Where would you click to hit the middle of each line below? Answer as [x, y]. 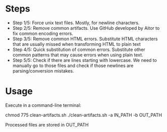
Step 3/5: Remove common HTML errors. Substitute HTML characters [85, 39]
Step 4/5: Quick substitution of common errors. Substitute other [79, 49]
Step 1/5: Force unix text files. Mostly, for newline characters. [76, 23]
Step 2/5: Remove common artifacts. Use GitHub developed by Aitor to [86, 28]
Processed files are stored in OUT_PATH [47, 124]
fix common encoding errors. [43, 33]
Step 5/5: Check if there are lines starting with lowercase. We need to [85, 60]
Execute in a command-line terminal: [43, 105]
